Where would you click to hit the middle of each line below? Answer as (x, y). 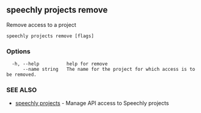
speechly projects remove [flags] (50, 36)
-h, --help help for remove (60, 64)
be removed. (21, 75)
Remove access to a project (41, 24)
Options (18, 51)
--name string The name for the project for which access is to (109, 70)
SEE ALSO (22, 90)
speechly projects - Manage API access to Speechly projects (92, 103)
